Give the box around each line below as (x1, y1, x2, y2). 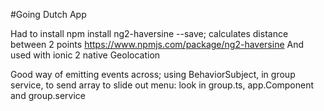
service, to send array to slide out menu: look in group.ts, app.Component (10, 79, 315, 91)
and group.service (10, 90, 87, 101)
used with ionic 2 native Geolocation (10, 49, 161, 61)
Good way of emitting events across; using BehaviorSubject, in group (10, 69, 296, 80)
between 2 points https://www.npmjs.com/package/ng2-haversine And (10, 39, 305, 50)
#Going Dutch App (10, 9, 87, 20)
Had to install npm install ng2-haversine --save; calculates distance (10, 28, 289, 39)
